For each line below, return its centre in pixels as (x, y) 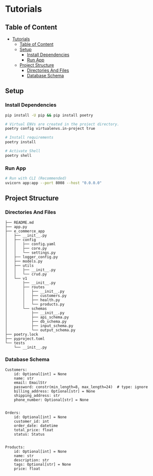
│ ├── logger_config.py (31, 257)
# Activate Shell (23, 151)
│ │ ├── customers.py (36, 296)
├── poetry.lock (22, 334)
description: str (32, 460)
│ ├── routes (25, 287)
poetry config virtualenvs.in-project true (50, 129)
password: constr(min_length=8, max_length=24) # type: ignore (81, 387)
